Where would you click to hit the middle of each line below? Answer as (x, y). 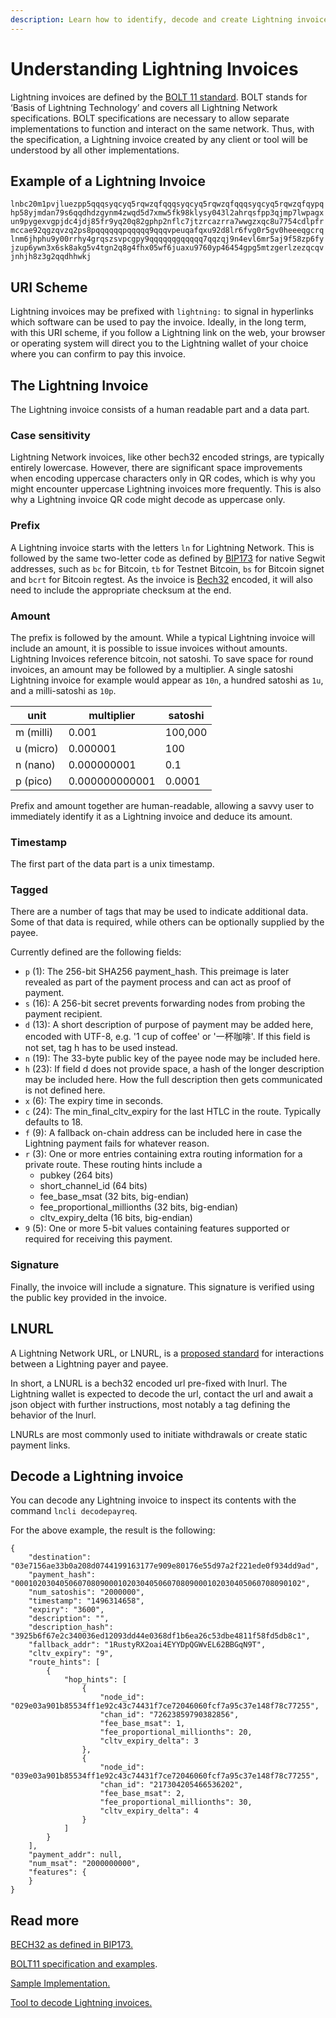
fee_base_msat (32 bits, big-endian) (114, 1197)
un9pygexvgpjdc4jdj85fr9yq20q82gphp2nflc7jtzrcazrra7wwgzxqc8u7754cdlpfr (167, 222)
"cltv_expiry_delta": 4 (149, 1811)
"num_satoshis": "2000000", (86, 1592)
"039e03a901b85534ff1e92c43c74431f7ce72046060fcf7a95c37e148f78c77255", (165, 1776)
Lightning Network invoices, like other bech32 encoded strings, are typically (167, 457)
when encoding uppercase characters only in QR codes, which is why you (163, 478)
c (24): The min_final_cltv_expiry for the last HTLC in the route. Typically (173, 1112)
